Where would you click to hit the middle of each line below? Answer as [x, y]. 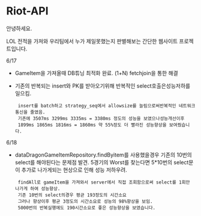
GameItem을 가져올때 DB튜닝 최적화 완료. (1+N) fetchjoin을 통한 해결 [96, 73]
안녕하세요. [19, 28]
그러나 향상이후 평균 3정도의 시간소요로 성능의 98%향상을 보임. [85, 201]
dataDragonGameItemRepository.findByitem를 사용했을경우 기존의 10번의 [103, 155]
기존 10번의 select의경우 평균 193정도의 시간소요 [72, 195]
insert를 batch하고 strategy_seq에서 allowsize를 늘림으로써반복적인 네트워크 [106, 106]
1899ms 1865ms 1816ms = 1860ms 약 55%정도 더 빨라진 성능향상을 [92, 125]
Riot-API [27, 11]
